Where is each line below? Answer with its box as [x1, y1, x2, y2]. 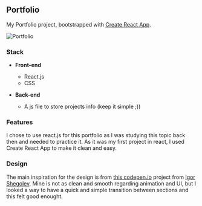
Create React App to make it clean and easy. [6, 144, 117, 152]
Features [6, 118, 33, 126]
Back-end [15, 91, 41, 98]
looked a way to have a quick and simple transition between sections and [6, 186, 189, 193]
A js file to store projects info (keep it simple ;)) [24, 103, 141, 111]
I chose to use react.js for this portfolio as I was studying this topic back [6, 132, 186, 139]
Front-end [15, 62, 41, 69]
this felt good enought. [6, 193, 64, 200]
